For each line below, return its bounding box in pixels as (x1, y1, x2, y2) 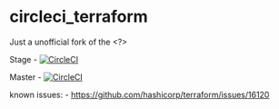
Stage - (9, 54, 38, 64)
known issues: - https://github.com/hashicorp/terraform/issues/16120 (9, 89, 270, 100)
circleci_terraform (9, 6, 148, 27)
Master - (9, 71, 43, 83)
